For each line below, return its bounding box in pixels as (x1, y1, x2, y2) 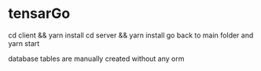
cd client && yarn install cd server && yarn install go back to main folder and (8, 30, 254, 40)
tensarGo (8, 5, 71, 23)
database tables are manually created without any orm (8, 54, 185, 63)
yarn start (8, 38, 40, 48)
